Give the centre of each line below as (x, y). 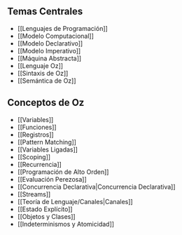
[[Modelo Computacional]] (56, 36)
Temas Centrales (45, 12)
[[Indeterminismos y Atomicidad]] (65, 224)
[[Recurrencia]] (39, 164)
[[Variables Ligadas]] (48, 149)
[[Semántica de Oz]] (47, 81)
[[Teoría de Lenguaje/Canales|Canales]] (75, 201)
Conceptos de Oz (46, 103)
